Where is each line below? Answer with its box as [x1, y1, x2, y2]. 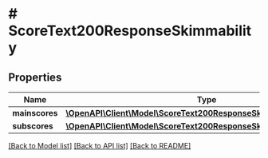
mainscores [12, 108, 58, 118]
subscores [12, 120, 53, 132]
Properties [8, 70, 62, 84]
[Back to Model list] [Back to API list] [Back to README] [8, 141, 191, 150]
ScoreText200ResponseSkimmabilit [8, 22, 252, 40]
